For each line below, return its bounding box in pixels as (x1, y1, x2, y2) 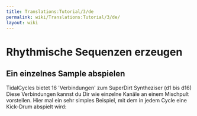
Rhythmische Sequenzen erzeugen (6, 45, 183, 59)
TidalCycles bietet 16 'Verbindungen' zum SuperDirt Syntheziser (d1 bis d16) (6, 84, 192, 92)
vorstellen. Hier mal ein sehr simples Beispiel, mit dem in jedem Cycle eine (6, 97, 188, 104)
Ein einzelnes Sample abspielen (6, 69, 125, 79)
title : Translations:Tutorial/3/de (6, 8, 94, 15)
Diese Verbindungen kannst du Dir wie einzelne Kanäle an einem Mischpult (6, 91, 189, 98)
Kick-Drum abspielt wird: (6, 103, 67, 110)
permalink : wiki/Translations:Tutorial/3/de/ (6, 14, 120, 20)
